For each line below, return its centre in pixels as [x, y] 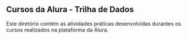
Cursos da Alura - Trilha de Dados [70, 10]
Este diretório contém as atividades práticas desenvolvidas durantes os [94, 23]
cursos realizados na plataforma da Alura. [57, 30]
